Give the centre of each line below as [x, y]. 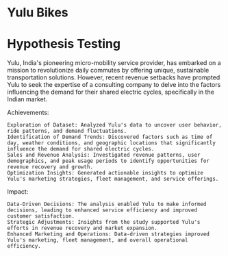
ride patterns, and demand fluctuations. [67, 131]
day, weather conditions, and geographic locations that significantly [111, 143]
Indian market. [27, 99]
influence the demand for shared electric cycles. [81, 149]
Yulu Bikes [38, 13]
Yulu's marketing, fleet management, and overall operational [98, 240]
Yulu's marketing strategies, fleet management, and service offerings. [113, 179]
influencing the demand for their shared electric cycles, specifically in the [111, 92]
